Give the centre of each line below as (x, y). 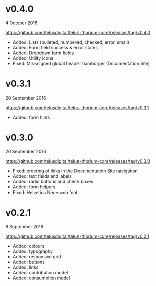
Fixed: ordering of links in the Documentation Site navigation (75, 171)
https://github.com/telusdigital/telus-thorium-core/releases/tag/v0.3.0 (78, 161)
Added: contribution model (40, 272)
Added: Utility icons (33, 58)
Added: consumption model (41, 278)
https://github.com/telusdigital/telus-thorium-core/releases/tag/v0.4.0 (78, 32)
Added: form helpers (34, 187)
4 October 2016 (21, 23)
